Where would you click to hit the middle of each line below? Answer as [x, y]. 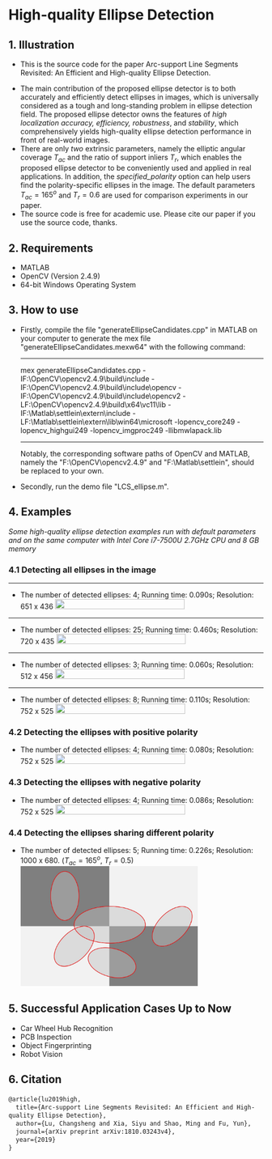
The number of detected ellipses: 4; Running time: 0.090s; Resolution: [137, 594]
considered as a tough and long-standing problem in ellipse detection [136, 106]
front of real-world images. [65, 140]
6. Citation [35, 1079]
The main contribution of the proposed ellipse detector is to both [128, 88]
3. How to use [44, 310]
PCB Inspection [46, 1037]
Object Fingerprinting [55, 1045]
